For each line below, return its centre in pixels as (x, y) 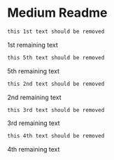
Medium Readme (57, 13)
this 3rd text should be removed (56, 110)
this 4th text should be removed (56, 136)
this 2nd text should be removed (56, 84)
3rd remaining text (34, 123)
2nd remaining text (34, 97)
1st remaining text (33, 45)
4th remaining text (34, 150)
